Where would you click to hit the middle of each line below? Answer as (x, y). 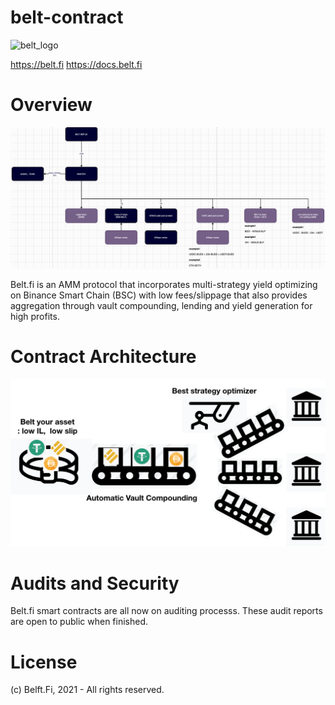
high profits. (35, 317)
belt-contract (67, 17)
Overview (51, 105)
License (44, 662)
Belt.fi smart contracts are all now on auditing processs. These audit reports (166, 611)
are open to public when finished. (79, 622)
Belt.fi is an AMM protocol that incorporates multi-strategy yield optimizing (164, 285)
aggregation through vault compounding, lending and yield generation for (161, 306)
